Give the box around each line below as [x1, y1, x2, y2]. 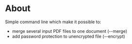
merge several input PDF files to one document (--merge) [12, 28, 128, 34]
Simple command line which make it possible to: [5, 19, 101, 25]
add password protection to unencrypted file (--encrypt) [12, 33, 125, 39]
